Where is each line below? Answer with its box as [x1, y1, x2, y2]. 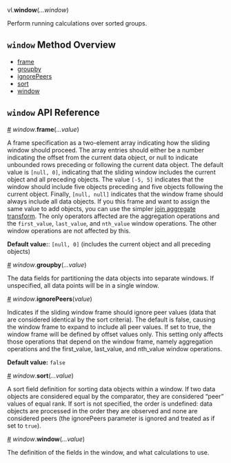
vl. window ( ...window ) [7, 6, 69, 14]
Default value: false [7, 358, 66, 366]
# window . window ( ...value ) [7, 435, 85, 443]
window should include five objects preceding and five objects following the [7, 182, 223, 190]
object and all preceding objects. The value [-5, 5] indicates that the [7, 175, 204, 184]
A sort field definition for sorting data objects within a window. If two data [7, 384, 216, 393]
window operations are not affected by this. [7, 226, 131, 235]
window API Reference [7, 107, 100, 119]
